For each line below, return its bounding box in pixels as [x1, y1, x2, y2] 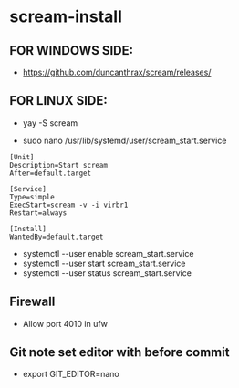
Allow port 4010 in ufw [22, 318, 108, 329]
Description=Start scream [9, 160, 108, 169]
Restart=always [9, 208, 68, 218]
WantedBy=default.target [9, 232, 104, 241]
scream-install [9, 6, 123, 27]
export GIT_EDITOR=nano [22, 369, 120, 380]
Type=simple [9, 192, 55, 201]
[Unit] [9, 152, 35, 161]
